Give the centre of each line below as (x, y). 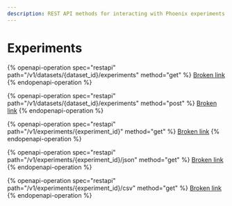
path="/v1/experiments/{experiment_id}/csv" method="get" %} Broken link (115, 188)
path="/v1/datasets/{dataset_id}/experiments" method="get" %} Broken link (116, 74)
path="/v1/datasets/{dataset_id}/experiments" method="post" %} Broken (112, 103)
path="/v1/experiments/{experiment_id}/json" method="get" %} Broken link (115, 159)
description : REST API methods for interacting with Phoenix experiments (116, 14)
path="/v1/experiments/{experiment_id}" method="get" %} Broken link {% (114, 131)
